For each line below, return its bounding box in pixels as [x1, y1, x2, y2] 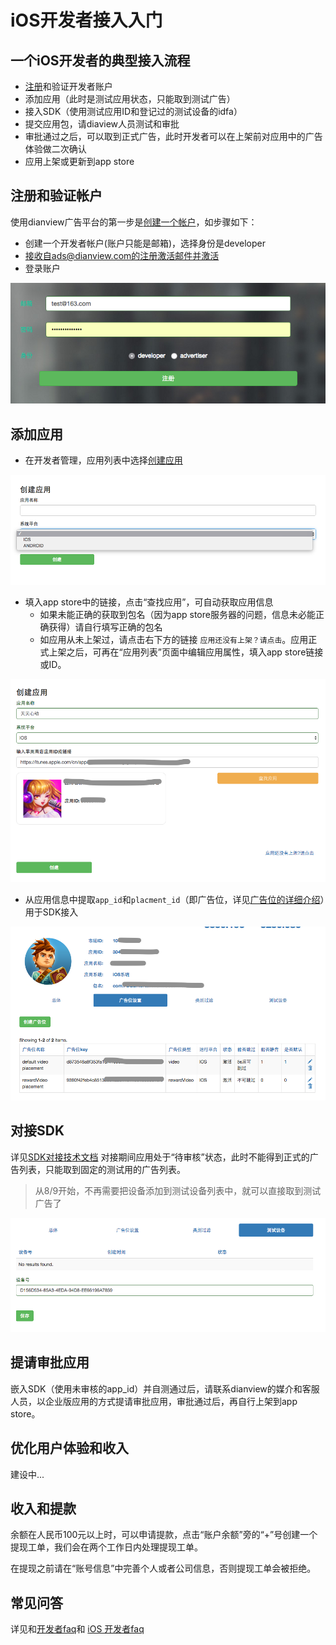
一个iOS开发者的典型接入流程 [10, 52, 191, 69]
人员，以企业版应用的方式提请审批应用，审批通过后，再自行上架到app [10, 1395, 298, 1407]
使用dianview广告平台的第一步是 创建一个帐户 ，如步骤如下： [10, 216, 258, 228]
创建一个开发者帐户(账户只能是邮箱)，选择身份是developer [24, 237, 267, 249]
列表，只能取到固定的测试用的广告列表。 [18, 1163, 186, 1175]
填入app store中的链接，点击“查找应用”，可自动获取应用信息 [24, 596, 274, 608]
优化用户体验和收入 [10, 1440, 129, 1457]
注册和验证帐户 [10, 187, 103, 205]
